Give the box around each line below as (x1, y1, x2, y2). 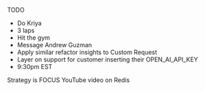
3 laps (16, 27, 35, 34)
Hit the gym (16, 34, 50, 42)
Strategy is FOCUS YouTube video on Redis (7, 76, 130, 84)
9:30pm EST (16, 63, 53, 70)
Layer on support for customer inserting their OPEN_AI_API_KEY (16, 55, 199, 64)
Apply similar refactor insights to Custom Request (16, 48, 158, 56)
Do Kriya (16, 19, 43, 27)
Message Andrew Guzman (16, 41, 93, 49)
